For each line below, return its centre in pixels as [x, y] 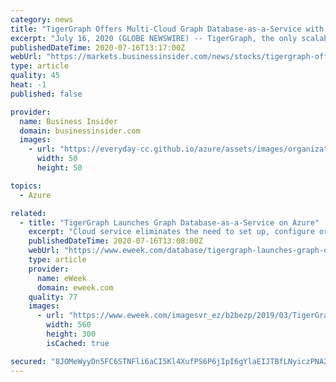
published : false [46, 94]
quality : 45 [35, 76]
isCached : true [78, 343]
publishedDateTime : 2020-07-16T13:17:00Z [98, 47]
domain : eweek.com [75, 287]
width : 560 [69, 325]
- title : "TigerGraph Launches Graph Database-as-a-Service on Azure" [169, 222]
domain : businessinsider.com [80, 131]
